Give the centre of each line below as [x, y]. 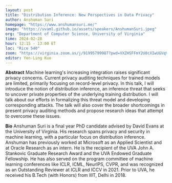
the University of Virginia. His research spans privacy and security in [78, 132]
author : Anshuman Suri [29, 20]
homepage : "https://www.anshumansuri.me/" [51, 24]
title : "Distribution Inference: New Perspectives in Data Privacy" [80, 15]
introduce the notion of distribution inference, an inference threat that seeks [85, 89]
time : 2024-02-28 [24, 39]
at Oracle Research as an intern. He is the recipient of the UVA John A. [80, 148]
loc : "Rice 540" [23, 48]
